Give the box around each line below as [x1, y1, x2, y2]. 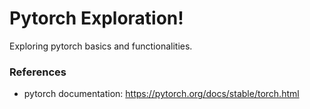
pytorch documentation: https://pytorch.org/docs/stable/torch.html [23, 88, 300, 100]
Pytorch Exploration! [9, 7, 184, 30]
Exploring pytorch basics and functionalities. [9, 40, 193, 52]
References [9, 65, 67, 79]
